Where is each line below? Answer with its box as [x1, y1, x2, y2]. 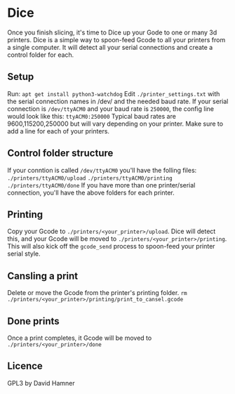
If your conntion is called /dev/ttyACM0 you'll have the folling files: [7, 166, 197, 174]
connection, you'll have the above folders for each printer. [7, 188, 175, 197]
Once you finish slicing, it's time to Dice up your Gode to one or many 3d [7, 28, 217, 37]
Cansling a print [7, 270, 79, 282]
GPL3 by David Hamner [7, 379, 75, 387]
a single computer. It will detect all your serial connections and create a [7, 43, 213, 51]
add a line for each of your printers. [7, 126, 110, 135]
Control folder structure [7, 147, 114, 159]
